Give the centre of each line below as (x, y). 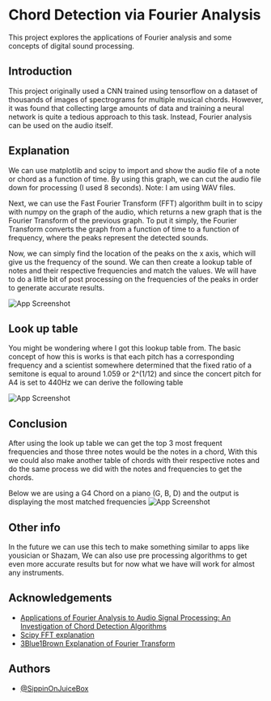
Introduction (40, 72)
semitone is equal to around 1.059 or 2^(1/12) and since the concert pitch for (135, 374)
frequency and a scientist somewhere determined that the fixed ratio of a (130, 365)
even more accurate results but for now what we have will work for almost (131, 564)
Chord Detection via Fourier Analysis (135, 15)
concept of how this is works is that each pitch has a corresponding (121, 357)
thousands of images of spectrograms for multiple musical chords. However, (136, 100)
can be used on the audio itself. (61, 125)
